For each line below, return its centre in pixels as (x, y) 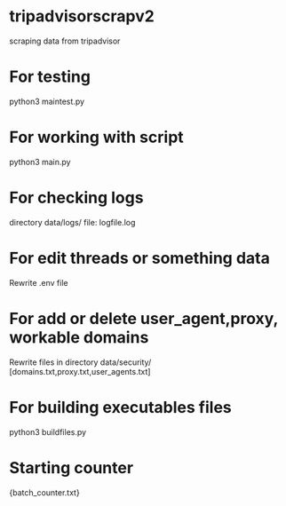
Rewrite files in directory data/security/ (80, 362)
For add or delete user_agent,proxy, (143, 318)
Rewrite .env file (39, 282)
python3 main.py (40, 162)
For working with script (96, 137)
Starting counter (71, 467)
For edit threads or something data (140, 258)
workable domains (79, 337)
